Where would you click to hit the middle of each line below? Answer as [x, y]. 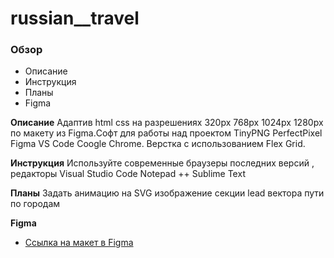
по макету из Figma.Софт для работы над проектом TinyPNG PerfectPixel [166, 133]
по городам [35, 204]
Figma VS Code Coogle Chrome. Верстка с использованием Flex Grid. [158, 144]
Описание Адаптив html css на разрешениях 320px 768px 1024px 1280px [167, 123]
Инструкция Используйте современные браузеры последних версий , [162, 163]
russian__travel [75, 18]
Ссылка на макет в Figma [79, 243]
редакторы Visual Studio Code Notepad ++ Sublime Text [128, 174]
